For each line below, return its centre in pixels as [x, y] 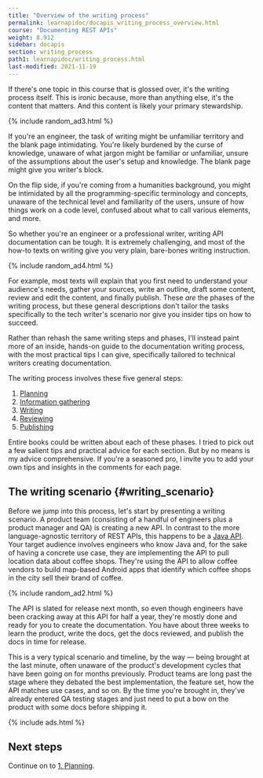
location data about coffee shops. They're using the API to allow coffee [123, 561]
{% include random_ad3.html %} [61, 121]
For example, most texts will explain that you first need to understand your [128, 281]
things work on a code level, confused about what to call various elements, [130, 210]
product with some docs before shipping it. [78, 707]
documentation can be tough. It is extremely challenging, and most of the [127, 242]
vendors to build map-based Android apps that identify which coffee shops [130, 569]
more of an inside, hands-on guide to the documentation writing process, [126, 346]
